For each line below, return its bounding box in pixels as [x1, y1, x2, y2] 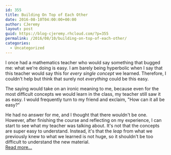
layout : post [5, 27, 33, 32]
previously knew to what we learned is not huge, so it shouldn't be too [5, 133, 154, 139]
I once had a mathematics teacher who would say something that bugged [5, 59, 160, 65]
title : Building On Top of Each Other [5, 12, 88, 17]
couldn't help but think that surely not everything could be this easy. [5, 75, 149, 82]
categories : [5, 41, 31, 46]
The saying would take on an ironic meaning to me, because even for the [5, 85, 159, 92]
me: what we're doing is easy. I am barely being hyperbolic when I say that [5, 65, 163, 71]
